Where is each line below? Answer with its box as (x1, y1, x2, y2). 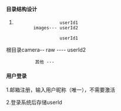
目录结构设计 (6, 5, 37, 12)
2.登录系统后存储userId (6, 99, 63, 106)
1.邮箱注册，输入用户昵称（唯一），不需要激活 (6, 86, 116, 93)
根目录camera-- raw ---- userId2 (6, 46, 86, 53)
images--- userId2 (33, 25, 78, 31)
